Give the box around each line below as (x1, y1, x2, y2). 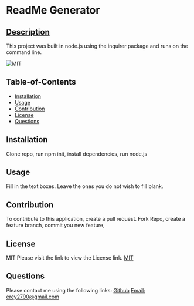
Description (6, 27, 50, 37)
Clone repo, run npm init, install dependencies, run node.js (6, 150, 148, 157)
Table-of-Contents (6, 77, 76, 87)
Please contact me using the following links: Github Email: (6, 287, 145, 294)
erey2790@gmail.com (6, 293, 60, 300)
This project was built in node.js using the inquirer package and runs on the (6, 42, 189, 49)
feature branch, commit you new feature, (6, 221, 105, 229)
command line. (6, 49, 42, 56)
